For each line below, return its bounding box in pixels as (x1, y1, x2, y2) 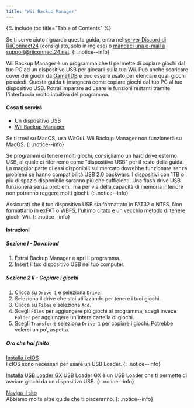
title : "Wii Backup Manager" (6, 8, 77, 15)
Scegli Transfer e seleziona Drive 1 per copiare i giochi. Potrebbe (14, 320, 174, 327)
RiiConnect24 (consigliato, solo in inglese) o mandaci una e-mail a (6, 42, 165, 49)
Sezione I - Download (6, 240, 60, 247)
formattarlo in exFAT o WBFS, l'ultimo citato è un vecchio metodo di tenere (6, 207, 186, 214)
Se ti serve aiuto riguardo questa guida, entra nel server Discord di (6, 36, 167, 43)
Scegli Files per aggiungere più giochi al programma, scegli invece (14, 307, 177, 314)
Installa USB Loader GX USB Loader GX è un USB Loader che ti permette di (6, 372, 188, 379)
